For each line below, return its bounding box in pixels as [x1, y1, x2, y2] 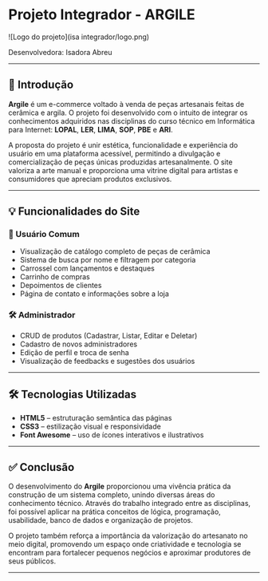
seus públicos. [8, 556, 57, 566]
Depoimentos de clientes [19, 281, 102, 290]
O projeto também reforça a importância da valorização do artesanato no [8, 531, 249, 540]
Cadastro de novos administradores [19, 339, 138, 349]
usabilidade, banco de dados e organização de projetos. [8, 516, 194, 525]
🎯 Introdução [8, 78, 74, 92]
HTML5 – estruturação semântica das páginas [19, 413, 172, 422]
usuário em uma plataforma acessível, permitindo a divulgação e [8, 148, 221, 158]
